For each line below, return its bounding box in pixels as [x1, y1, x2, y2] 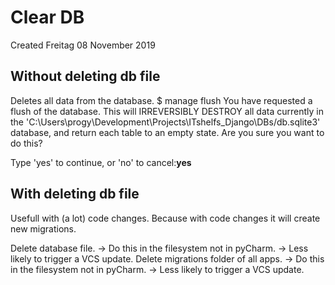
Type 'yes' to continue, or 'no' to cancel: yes [10, 156, 192, 168]
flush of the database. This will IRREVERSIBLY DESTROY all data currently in [10, 105, 324, 117]
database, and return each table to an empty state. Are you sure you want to [10, 126, 325, 138]
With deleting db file [10, 186, 140, 203]
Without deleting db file [10, 68, 161, 85]
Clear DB [10, 6, 85, 29]
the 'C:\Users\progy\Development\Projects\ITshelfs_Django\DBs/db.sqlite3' [10, 116, 321, 128]
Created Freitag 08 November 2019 [10, 39, 156, 51]
